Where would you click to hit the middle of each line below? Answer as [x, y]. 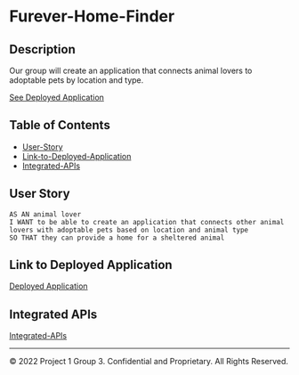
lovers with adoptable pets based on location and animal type [129, 230]
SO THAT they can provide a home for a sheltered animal [117, 238]
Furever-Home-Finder [92, 16]
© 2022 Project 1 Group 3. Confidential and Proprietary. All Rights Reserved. [149, 362]
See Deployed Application [57, 97]
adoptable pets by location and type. [77, 80]
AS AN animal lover [45, 214]
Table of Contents [60, 125]
